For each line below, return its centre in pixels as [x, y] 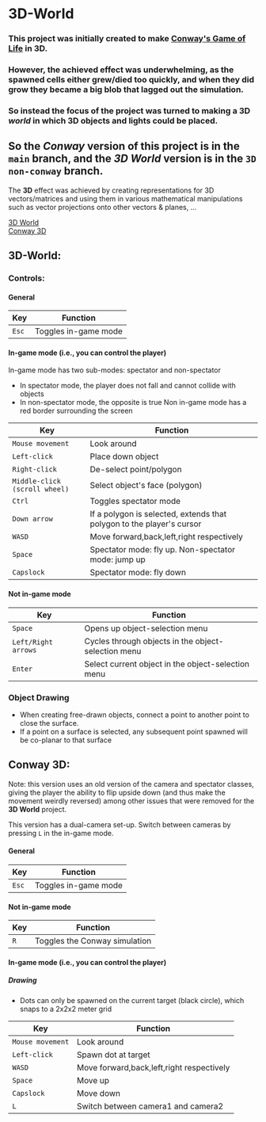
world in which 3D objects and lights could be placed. [113, 120]
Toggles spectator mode [135, 502]
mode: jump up [118, 559]
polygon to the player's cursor [146, 524]
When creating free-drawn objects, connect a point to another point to [134, 715]
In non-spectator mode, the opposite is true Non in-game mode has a [133, 403]
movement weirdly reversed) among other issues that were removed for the [131, 800]
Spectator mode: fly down [138, 573]
